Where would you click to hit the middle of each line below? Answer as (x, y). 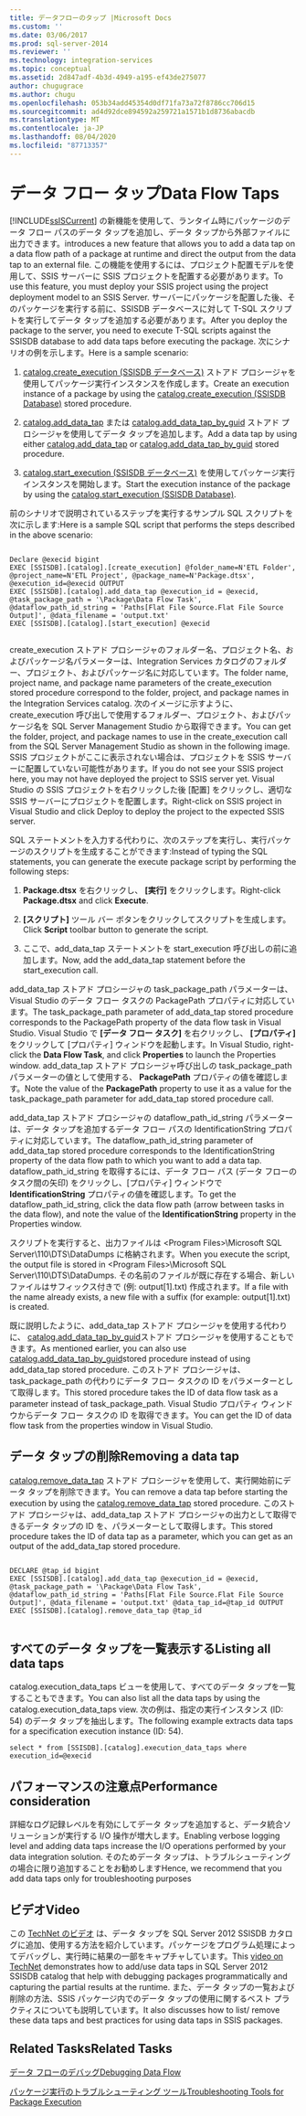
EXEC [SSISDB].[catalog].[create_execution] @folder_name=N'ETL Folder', (153, 568)
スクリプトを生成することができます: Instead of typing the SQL (150, 851)
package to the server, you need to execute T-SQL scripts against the (140, 330)
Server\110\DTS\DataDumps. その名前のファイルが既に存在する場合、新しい (152, 1275)
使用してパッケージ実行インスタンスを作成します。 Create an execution (156, 383)
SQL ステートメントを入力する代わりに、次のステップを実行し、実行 (138, 840)
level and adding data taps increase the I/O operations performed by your (148, 1846)
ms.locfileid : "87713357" (58, 145)
